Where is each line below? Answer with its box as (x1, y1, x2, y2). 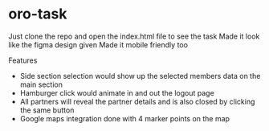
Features (8, 55, 38, 65)
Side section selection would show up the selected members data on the (19, 71, 261, 80)
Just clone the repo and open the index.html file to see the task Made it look (8, 31, 260, 41)
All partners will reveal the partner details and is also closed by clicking (19, 96, 255, 106)
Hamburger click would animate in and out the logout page (19, 88, 214, 97)
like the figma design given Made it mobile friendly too (8, 39, 189, 49)
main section (19, 80, 63, 89)
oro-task (8, 5, 67, 23)
